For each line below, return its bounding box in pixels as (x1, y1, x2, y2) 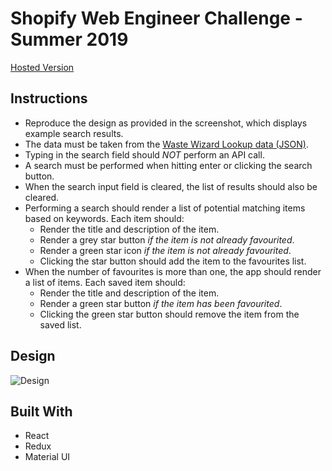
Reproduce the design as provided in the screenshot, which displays (24, 117, 308, 129)
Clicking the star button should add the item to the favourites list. (39, 255, 307, 267)
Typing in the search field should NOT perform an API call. (24, 148, 265, 161)
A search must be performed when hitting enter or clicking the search (24, 159, 313, 171)
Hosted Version (10, 61, 75, 73)
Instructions (10, 90, 88, 107)
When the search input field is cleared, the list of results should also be (24, 180, 318, 192)
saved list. (39, 318, 82, 331)
